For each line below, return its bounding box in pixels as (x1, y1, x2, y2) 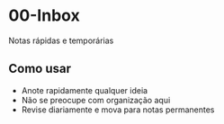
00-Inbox (8, 5, 80, 26)
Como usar (8, 61, 72, 76)
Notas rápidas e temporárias (8, 35, 114, 46)
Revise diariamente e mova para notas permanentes (21, 104, 215, 115)
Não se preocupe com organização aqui (21, 94, 171, 105)
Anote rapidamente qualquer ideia (21, 84, 148, 95)
